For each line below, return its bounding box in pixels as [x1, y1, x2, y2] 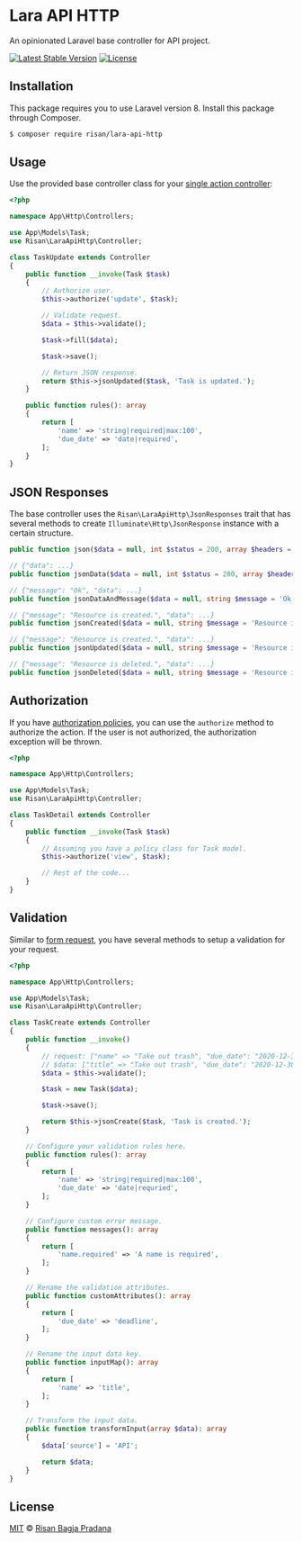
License [9, 1499, 55, 1514]
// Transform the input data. [25, 1416, 139, 1425]
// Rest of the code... [41, 869, 130, 878]
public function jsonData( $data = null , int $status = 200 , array [9, 569, 263, 579]
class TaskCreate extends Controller [9, 1018, 151, 1027]
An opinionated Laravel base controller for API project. [9, 35, 211, 46]
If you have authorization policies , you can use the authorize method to [9, 717, 274, 727]
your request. [9, 943, 59, 954]
